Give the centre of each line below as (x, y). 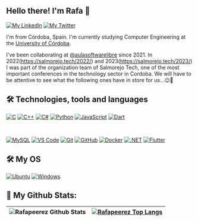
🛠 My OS (23, 159)
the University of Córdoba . (39, 43)
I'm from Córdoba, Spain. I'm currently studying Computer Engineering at (96, 37)
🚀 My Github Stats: (42, 195)
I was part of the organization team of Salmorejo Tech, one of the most (93, 67)
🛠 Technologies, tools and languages (77, 100)
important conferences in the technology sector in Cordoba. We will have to (99, 74)
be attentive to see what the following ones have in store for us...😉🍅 (90, 80)
